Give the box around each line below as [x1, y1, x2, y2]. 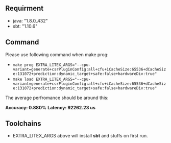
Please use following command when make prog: [5, 51, 109, 58]
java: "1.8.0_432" [12, 17, 48, 23]
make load [12, 77, 34, 82]
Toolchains [5, 120, 41, 128]
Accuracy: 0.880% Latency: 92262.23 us [5, 104, 96, 110]
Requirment [5, 4, 44, 13]
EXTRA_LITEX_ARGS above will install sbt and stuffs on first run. [12, 133, 148, 139]
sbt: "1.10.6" [12, 23, 38, 29]
